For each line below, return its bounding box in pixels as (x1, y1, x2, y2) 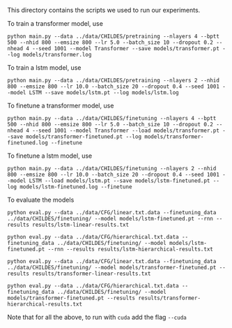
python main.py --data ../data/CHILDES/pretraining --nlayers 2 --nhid (7, 77, 219, 84)
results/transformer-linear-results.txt (32, 270, 151, 277)
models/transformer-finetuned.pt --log (25, 133, 141, 140)
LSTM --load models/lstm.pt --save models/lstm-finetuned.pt (29, 177, 210, 184)
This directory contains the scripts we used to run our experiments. (7, 6, 201, 14)
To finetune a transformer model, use (7, 101, 114, 110)
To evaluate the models (7, 195, 75, 204)
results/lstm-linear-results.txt (32, 221, 130, 228)
